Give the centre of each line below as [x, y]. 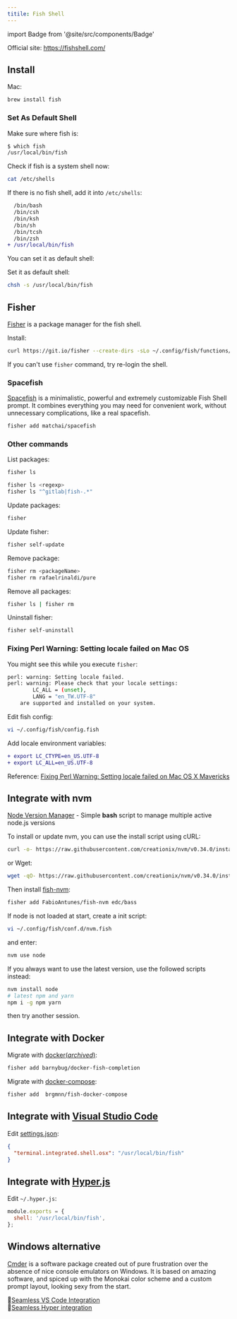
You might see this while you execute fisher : [73, 664]
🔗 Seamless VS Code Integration [54, 1300]
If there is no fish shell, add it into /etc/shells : [75, 193]
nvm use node [26, 955]
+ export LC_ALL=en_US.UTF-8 [50, 763]
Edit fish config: [30, 716]
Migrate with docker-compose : [52, 1082]
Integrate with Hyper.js [59, 1182]
